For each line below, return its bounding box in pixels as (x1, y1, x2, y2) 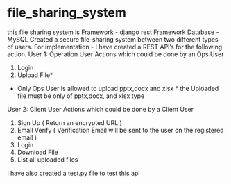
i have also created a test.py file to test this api (7, 169, 140, 177)
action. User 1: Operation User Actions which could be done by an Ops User (7, 50, 224, 58)
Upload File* (17, 71, 53, 79)
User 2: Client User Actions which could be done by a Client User (7, 105, 194, 113)
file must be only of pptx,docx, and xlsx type (17, 92, 145, 100)
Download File (17, 148, 59, 156)
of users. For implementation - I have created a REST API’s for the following (7, 42, 223, 51)
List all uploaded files (17, 155, 78, 164)
